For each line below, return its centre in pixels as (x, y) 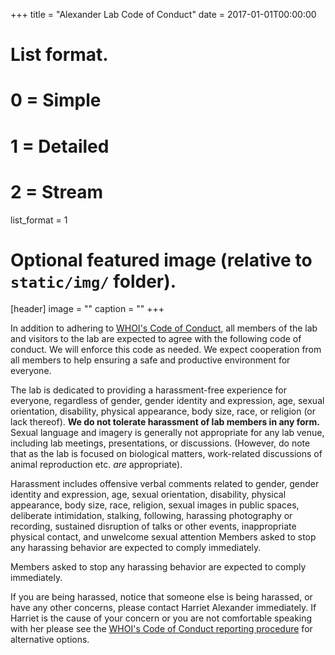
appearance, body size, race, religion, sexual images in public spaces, (155, 505)
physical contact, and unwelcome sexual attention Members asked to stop (163, 537)
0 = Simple (56, 100)
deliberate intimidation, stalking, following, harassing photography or (151, 516)
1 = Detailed (60, 146)
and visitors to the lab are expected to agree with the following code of (156, 339)
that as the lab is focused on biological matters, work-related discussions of (166, 454)
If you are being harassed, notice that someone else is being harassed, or (161, 597)
